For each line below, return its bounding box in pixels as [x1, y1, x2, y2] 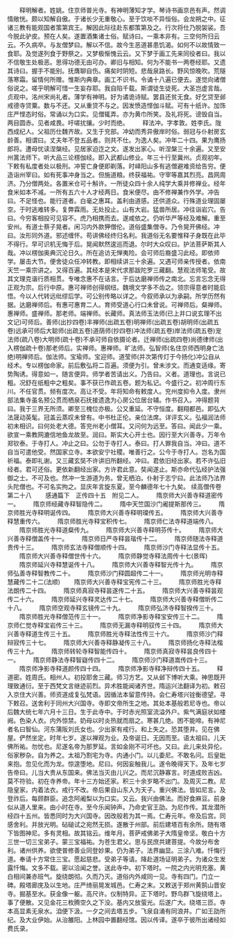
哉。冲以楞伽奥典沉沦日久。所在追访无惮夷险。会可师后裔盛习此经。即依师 [7, 249, 220, 256]
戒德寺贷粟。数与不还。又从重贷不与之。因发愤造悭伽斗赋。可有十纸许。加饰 [7, 101, 226, 109]
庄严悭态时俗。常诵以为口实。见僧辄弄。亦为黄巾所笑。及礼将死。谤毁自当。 [7, 110, 226, 118]
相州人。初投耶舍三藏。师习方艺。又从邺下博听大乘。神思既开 [49, 673, 226, 681]
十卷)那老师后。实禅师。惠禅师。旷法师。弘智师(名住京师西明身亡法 [31, 344, 225, 352]
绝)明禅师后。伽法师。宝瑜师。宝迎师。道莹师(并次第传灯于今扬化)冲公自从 [7, 353, 221, 360]
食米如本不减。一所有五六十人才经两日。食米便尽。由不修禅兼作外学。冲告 [7, 188, 220, 196]
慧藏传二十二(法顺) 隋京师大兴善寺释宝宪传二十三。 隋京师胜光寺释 [7, 578, 222, 586]
